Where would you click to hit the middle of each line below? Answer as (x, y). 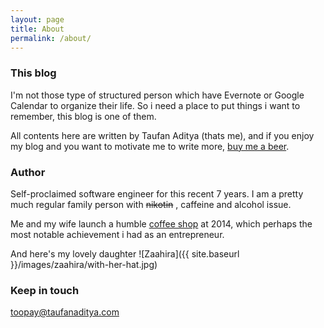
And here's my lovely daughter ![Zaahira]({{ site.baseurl (125, 253)
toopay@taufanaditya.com (65, 312)
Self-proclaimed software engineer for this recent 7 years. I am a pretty (157, 193)
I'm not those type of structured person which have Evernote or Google (157, 95)
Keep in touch (45, 290)
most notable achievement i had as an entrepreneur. (117, 234)
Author (28, 172)
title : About (37, 29)
